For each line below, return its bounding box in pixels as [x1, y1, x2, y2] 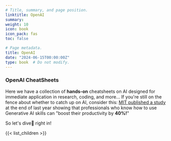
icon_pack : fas [5, 31, 38, 36]
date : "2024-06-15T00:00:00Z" [5, 55, 70, 60]
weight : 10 [5, 22, 29, 27]
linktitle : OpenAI [5, 12, 45, 17]
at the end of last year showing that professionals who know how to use [5, 105, 157, 111]
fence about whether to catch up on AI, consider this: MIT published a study [5, 99, 166, 105]
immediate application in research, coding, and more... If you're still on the [5, 93, 162, 100]
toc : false [5, 36, 29, 42]
